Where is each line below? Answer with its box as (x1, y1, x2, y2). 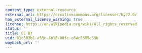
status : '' (5, 26, 28, 31)
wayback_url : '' (5, 40, 40, 45)
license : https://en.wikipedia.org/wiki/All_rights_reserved (5, 21, 137, 27)
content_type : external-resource (5, 7, 76, 13)
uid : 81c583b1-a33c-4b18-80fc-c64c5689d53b (5, 36, 99, 41)
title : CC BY (5, 31, 33, 36)
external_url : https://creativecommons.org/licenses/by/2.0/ (5, 12, 137, 17)
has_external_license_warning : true (5, 17, 83, 22)
